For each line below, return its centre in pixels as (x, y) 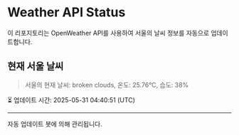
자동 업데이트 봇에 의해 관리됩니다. (55, 124)
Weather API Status (67, 12)
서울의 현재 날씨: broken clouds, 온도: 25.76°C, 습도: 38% (107, 85)
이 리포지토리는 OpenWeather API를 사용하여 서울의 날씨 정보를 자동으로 (108, 33)
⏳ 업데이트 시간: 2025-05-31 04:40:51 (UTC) (71, 99)
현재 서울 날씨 (36, 66)
